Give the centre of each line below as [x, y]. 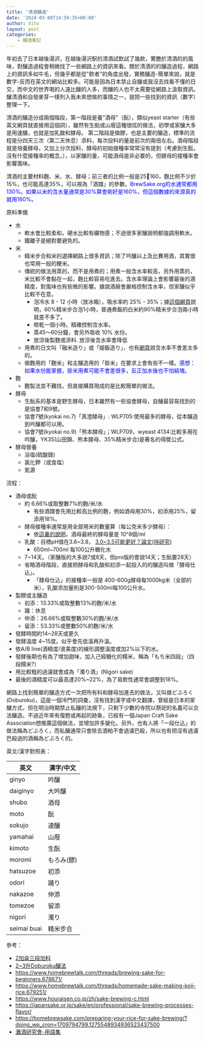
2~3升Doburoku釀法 [41, 966]
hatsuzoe [23, 871]
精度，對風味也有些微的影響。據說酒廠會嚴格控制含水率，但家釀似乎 [110, 286]
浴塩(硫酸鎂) [40, 454]
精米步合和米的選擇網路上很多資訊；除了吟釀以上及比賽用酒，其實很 [110, 256]
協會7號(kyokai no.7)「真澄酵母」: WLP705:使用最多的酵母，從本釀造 [111, 416]
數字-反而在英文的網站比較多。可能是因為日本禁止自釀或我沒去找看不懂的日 [101, 81]
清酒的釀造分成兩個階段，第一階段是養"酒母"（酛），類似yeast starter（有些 [101, 117]
